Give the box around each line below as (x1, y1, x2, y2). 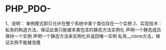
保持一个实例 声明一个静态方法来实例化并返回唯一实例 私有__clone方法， (5, 33, 156, 39)
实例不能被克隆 (9, 39, 41, 45)
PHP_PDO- (5, 3, 51, 15)
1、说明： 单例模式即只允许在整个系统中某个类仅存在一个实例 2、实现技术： (5, 20, 163, 26)
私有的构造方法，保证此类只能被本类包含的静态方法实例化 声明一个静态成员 (5, 26, 161, 33)
